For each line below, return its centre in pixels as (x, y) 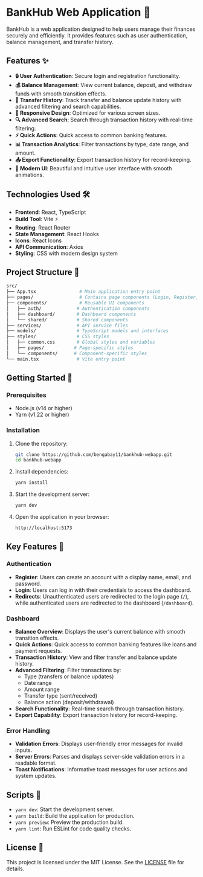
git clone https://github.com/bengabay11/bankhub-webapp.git (94, 455)
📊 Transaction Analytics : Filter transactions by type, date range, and (102, 144)
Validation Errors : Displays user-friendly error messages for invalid (99, 744)
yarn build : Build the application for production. (75, 816)
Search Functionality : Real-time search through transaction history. (99, 708)
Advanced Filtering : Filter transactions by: (68, 670)
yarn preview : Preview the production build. (69, 822)
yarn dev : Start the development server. (64, 809)
